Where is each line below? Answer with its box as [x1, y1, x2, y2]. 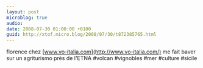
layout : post [6, 8, 40, 15]
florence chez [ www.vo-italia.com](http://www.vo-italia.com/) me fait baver [6, 48, 196, 55]
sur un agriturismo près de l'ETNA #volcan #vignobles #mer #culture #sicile [6, 55, 198, 62]
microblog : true [6, 15, 48, 21]
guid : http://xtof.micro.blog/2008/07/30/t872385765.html [6, 32, 157, 38]
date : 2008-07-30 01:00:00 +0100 [6, 25, 91, 32]
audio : [6, 20, 23, 26]
